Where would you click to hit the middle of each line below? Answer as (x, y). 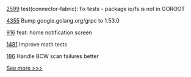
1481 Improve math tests (37, 44)
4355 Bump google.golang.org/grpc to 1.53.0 (63, 20)
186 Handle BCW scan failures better (52, 56)
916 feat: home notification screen (49, 32)
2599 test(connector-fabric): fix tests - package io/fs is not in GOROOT (95, 9)
